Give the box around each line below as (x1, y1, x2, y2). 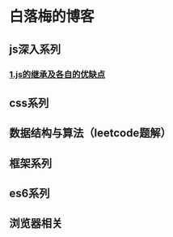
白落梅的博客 (9, 7, 95, 26)
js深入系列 (9, 42, 61, 56)
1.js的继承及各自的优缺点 (9, 68, 106, 80)
